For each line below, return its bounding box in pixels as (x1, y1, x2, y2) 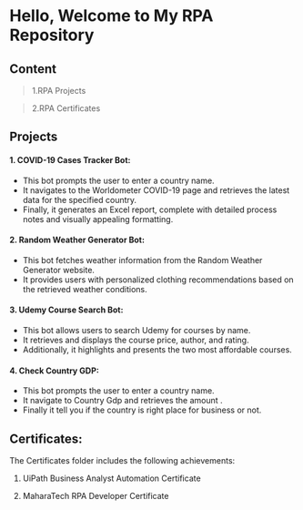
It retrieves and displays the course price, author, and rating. (22, 334, 249, 345)
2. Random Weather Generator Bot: (9, 234, 146, 246)
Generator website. (22, 264, 96, 275)
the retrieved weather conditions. (22, 283, 147, 294)
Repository (9, 25, 95, 46)
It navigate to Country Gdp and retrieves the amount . (22, 395, 223, 406)
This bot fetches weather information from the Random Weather (22, 254, 263, 265)
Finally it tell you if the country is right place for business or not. (22, 404, 262, 415)
